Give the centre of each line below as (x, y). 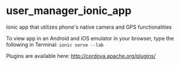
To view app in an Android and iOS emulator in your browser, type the (90, 38)
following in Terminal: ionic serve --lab (55, 45)
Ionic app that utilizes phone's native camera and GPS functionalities (89, 27)
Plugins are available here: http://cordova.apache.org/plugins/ (81, 56)
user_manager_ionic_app (69, 11)
